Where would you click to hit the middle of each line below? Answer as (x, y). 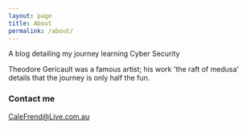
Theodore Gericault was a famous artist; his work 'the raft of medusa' (124, 69)
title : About (30, 23)
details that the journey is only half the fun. (79, 78)
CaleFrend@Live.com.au (49, 116)
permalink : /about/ (41, 31)
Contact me (32, 99)
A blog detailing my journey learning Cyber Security (94, 54)
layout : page (30, 16)
